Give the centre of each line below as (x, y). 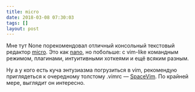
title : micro (23, 12)
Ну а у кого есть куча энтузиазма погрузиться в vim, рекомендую (92, 70)
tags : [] (17, 23)
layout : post (23, 29)
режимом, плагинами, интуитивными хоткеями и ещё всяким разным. (97, 58)
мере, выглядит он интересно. (46, 83)
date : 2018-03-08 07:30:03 (40, 17)
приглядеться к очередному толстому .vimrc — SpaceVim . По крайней (97, 76)
